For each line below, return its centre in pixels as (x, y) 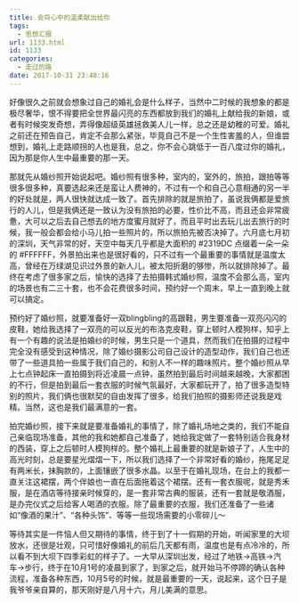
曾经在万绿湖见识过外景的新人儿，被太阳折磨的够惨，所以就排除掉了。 (153, 265)
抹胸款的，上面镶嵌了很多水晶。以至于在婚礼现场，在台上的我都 (165, 470)
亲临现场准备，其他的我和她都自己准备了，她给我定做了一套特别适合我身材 (153, 436)
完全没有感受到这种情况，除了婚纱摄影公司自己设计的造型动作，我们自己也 (145, 351)
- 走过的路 (35, 68)
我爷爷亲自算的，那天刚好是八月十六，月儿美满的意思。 (110, 590)
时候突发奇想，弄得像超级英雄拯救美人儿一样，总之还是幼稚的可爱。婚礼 (157, 124)
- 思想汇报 (35, 34)
